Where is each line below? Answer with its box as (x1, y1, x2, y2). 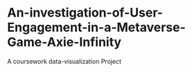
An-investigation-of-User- (7, 5, 164, 21)
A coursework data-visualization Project (7, 57, 122, 65)
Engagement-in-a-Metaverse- (7, 19, 186, 35)
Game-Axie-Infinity (7, 35, 122, 50)
